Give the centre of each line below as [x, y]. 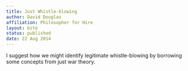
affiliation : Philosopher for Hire [50, 22]
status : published [28, 33]
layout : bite [22, 28]
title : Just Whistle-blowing [42, 11]
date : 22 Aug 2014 [28, 39]
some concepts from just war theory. [51, 62]
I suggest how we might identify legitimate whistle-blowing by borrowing [94, 55]
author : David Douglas [34, 17]
